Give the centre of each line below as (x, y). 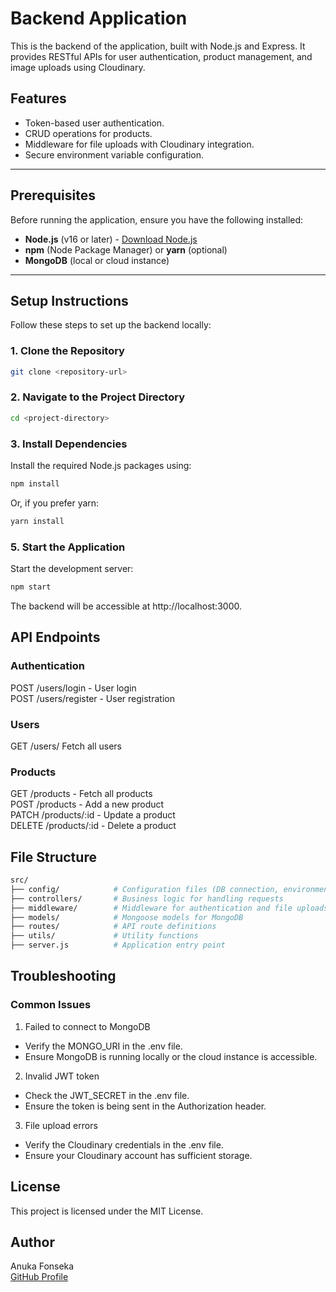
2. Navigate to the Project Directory (98, 397)
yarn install (37, 521)
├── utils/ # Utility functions (104, 936)
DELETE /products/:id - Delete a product (93, 826)
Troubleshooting (63, 976)
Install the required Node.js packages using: (101, 466)
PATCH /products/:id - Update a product (93, 815)
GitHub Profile (39, 1277)
